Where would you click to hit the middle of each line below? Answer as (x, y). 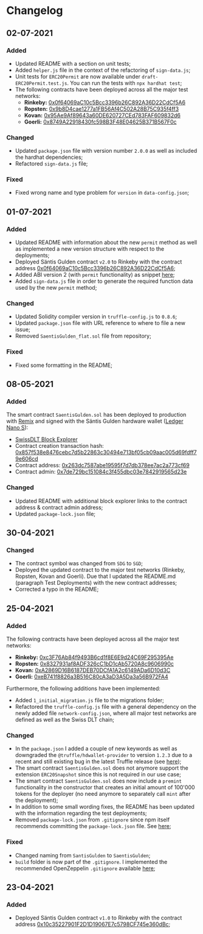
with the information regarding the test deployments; (81, 814)
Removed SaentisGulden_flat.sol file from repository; (83, 336)
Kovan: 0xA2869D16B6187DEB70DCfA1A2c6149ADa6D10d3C (93, 671)
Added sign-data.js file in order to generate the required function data (104, 281)
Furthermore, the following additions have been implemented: (84, 689)
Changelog (35, 11)
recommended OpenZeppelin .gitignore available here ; (85, 868)
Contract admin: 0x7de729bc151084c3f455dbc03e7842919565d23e (101, 472)
